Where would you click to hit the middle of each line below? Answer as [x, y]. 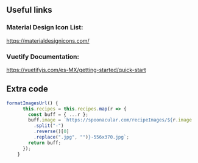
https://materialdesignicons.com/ [48, 41]
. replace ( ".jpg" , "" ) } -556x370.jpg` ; [81, 137]
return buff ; [45, 143]
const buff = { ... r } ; [58, 114]
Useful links [30, 10]
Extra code [27, 89]
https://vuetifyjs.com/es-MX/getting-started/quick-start [76, 70]
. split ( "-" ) [48, 126]
